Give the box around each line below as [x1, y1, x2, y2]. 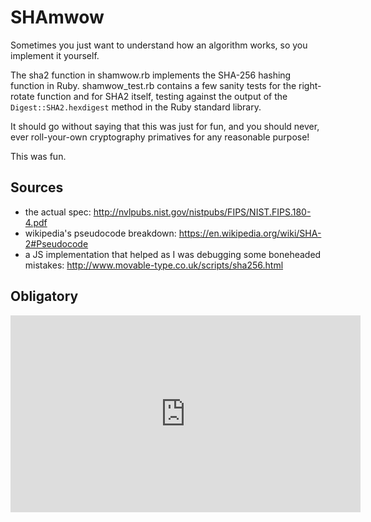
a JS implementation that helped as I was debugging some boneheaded [24, 248, 322, 260]
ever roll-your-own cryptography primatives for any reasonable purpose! [10, 131, 310, 143]
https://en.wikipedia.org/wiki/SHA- [178, 227, 322, 239]
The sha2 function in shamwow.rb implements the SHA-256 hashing [10, 69, 292, 81]
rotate [10, 90, 35, 102]
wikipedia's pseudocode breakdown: [24, 227, 177, 239]
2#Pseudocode [24, 237, 89, 250]
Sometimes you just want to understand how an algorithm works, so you [10, 39, 308, 51]
